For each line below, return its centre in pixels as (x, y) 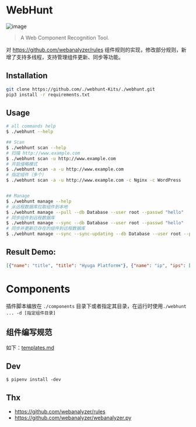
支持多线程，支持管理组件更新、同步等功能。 (70, 57)
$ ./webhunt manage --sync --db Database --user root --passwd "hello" (95, 223)
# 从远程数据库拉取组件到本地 (37, 207)
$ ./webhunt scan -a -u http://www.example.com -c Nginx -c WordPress (94, 180)
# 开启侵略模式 (22, 164)
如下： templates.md (30, 348)
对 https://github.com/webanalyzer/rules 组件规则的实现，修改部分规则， (94, 50)
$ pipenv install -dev (34, 380)
